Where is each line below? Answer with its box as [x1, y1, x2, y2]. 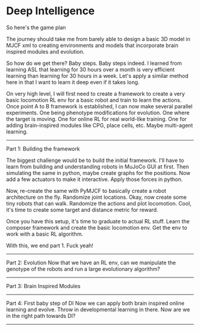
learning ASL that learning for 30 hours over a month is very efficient [6, 65, 175, 73]
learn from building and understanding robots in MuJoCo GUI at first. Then [6, 163, 189, 170]
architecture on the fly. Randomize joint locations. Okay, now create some [6, 193, 187, 201]
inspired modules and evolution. [6, 48, 85, 55]
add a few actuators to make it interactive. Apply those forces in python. [6, 176, 183, 183]
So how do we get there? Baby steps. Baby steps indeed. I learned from [6, 60, 182, 67]
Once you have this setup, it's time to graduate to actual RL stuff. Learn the [6, 217, 190, 224]
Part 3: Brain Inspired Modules [6, 282, 81, 289]
